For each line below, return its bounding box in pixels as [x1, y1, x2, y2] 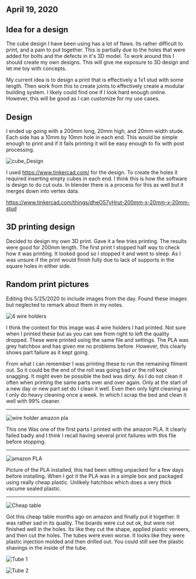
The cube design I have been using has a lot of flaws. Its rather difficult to [6, 40, 183, 47]
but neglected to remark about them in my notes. [6, 301, 124, 308]
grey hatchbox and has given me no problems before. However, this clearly [6, 342, 187, 350]
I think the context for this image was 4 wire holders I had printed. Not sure [6, 324, 186, 331]
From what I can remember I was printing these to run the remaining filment [6, 360, 188, 367]
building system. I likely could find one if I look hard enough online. [6, 89, 167, 96]
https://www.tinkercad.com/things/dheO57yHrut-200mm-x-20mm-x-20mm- [6, 199, 190, 206]
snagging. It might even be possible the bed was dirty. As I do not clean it [6, 372, 183, 379]
